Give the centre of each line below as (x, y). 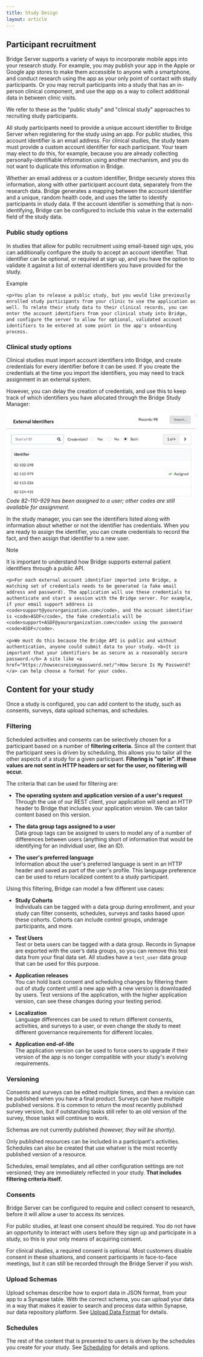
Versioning (23, 1079)
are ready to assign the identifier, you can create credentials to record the (98, 531)
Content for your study (50, 689)
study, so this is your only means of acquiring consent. (74, 1239)
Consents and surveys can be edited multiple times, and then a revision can (101, 1093)
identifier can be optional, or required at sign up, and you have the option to (100, 258)
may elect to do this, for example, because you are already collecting (92, 153)
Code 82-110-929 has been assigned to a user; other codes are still (91, 500)
